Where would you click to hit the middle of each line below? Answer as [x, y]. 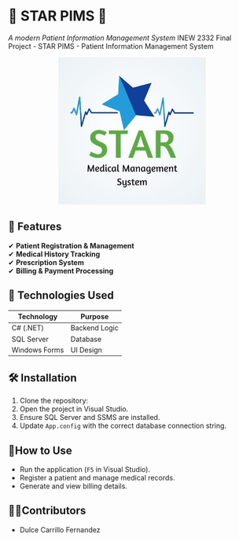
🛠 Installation [42, 378]
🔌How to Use [40, 450]
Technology [38, 317]
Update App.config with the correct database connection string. [123, 426]
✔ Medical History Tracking [54, 254]
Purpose [95, 317]
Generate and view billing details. [74, 486]
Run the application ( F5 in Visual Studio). [85, 469]
